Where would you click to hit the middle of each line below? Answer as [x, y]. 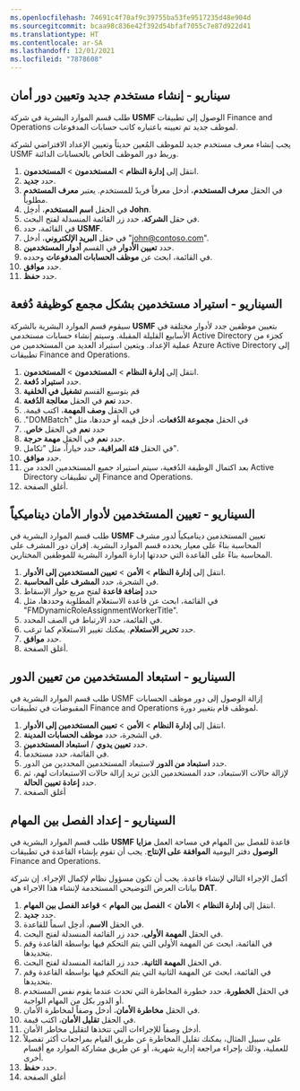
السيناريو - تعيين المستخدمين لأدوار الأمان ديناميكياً [133, 515]
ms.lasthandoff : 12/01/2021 [63, 51]
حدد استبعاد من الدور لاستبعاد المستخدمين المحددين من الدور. [125, 764]
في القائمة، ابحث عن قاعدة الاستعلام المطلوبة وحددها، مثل [120, 601]
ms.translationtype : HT [55, 34]
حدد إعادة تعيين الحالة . [60, 782]
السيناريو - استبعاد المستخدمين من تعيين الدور [123, 677]
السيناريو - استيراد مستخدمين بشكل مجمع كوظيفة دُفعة [146, 305]
